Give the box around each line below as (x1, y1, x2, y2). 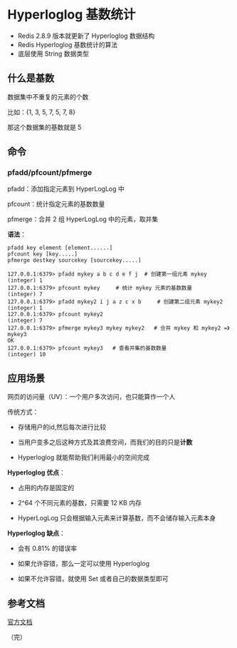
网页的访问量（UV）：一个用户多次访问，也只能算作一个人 (7, 393, 176, 401)
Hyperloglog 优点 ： (7, 468, 65, 477)
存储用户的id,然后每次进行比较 (17, 422, 107, 432)
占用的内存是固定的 (17, 483, 75, 492)
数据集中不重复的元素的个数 (7, 92, 89, 101)
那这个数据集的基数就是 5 (7, 123, 82, 131)
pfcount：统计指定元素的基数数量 (7, 200, 105, 208)
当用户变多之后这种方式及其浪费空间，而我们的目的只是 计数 (17, 438, 193, 447)
